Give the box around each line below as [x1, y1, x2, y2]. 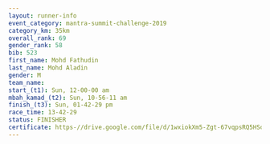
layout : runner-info [8, 11, 78, 20]
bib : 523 [8, 49, 38, 57]
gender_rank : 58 [8, 42, 63, 50]
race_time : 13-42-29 [8, 109, 78, 117]
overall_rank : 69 [8, 34, 67, 42]
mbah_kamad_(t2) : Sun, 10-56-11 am [8, 94, 128, 102]
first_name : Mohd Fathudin [8, 57, 99, 65]
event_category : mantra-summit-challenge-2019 [8, 19, 167, 27]
